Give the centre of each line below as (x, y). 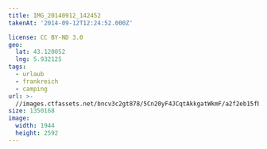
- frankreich (37, 81)
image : (19, 118)
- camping (31, 89)
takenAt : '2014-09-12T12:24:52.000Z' (71, 23)
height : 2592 (37, 133)
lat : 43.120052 (41, 52)
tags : (17, 67)
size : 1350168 (32, 111)
